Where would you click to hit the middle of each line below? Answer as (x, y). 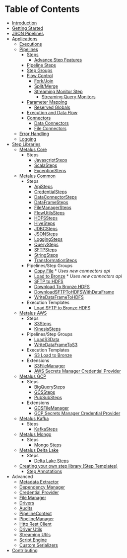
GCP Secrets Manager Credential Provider (77, 413)
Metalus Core (33, 149)
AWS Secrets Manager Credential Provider (77, 371)
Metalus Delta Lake (39, 450)
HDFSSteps (46, 218)
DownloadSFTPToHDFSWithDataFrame (74, 292)
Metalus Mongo (35, 434)
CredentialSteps (51, 192)
